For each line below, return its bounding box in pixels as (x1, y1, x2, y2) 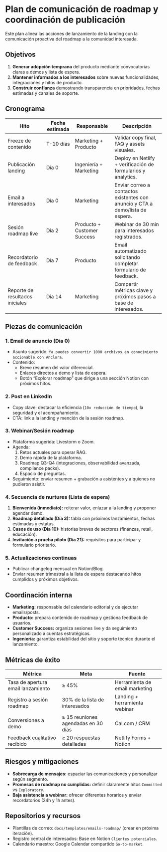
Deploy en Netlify (114, 155, 155, 162)
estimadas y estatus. (12, 521, 55, 527)
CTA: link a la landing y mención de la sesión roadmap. (12, 415, 125, 421)
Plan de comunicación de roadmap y (5, 3, 159, 15)
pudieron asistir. (12, 481, 46, 487)
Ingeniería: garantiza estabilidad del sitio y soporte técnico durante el (12, 636, 156, 642)
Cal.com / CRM (115, 720, 150, 727)
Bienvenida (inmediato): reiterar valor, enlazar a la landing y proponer (12, 505, 157, 511)
